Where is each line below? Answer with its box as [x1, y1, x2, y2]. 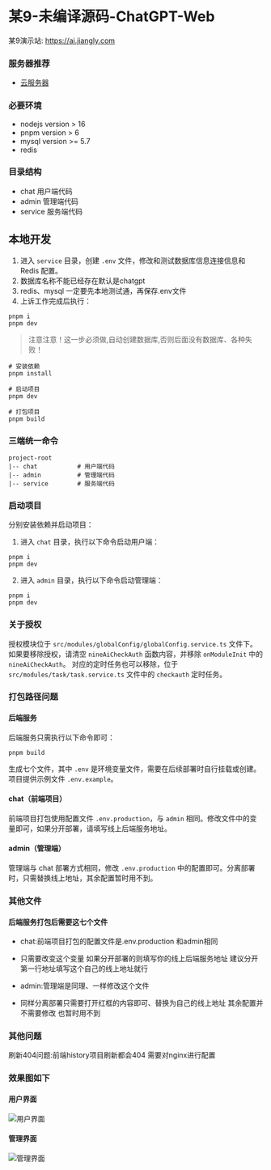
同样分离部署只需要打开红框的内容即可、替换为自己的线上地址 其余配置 [19, 998, 256, 1008]
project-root [8, 454, 53, 462]
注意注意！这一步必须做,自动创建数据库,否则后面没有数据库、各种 [28, 334, 245, 344]
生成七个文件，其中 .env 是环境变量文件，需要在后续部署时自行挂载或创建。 [8, 764, 261, 774]
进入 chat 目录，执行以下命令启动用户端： [19, 537, 160, 547]
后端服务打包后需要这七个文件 [8, 917, 108, 926]
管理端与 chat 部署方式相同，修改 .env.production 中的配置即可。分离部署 [8, 863, 256, 873]
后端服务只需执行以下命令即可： [8, 732, 115, 742]
